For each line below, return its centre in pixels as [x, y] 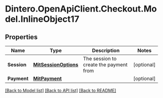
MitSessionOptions [56, 65]
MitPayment [48, 78]
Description [106, 50]
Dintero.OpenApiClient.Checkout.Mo [81, 9]
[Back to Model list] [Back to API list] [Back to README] [61, 91]
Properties [21, 37]
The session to [100, 59]
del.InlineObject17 [42, 19]
